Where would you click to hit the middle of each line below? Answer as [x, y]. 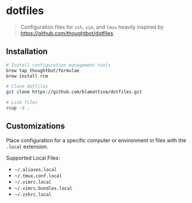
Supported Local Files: [33, 158]
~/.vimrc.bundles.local [43, 188]
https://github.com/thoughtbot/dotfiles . [67, 33]
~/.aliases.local [36, 170]
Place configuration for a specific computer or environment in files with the [96, 140]
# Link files [22, 103]
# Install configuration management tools [58, 65]
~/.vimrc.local [33, 182]
